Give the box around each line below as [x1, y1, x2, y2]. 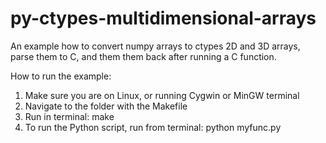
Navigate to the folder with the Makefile [24, 100, 188, 112]
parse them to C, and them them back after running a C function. [10, 50, 277, 62]
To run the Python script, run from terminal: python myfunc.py [24, 121, 282, 133]
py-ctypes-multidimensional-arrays [10, 7, 317, 30]
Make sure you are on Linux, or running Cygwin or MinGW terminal [24, 89, 300, 101]
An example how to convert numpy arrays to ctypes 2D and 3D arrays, [10, 40, 301, 52]
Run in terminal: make [24, 110, 115, 122]
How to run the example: [10, 70, 112, 82]
